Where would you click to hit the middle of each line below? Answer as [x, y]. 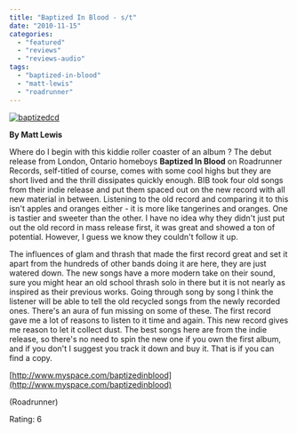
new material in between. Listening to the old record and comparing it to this [149, 199]
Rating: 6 [26, 419]
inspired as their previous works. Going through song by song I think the [141, 292]
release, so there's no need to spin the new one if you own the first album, [145, 339]
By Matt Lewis [36, 134]
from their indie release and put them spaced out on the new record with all [148, 189]
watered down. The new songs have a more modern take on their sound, [142, 273]
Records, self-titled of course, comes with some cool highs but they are [140, 171]
